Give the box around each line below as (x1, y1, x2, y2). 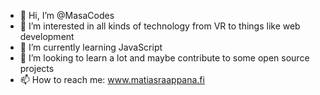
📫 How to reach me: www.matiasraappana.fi (19, 74, 205, 85)
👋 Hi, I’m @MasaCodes (19, 10, 115, 21)
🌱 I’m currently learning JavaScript (19, 41, 163, 53)
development (19, 31, 75, 42)
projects (19, 63, 55, 74)
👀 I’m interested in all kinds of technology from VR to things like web (19, 20, 301, 32)
